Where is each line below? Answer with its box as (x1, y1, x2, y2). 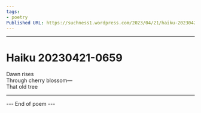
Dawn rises (6, 71, 34, 78)
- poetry (6, 14, 28, 20)
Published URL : (6, 20, 44, 26)
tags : (6, 8, 20, 15)
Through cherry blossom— (6, 77, 73, 84)
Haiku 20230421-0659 (6, 51, 123, 64)
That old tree (6, 83, 38, 90)
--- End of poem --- (6, 101, 56, 108)
